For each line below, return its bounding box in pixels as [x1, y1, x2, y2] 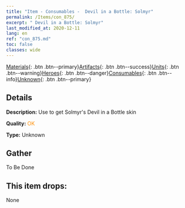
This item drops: [6, 181, 68, 191]
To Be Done [6, 164, 35, 171]
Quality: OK [6, 120, 35, 127]
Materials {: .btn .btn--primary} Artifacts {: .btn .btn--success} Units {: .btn [6, 63, 179, 70]
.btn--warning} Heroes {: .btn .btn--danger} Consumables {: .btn [6, 69, 157, 77]
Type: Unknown [6, 131, 45, 138]
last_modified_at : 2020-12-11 [6, 25, 80, 31]
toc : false [6, 42, 33, 48]
